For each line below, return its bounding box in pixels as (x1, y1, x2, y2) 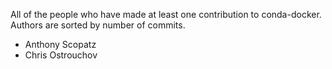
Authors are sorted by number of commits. (10, 19, 186, 31)
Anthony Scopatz (24, 39, 97, 50)
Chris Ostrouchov (24, 49, 98, 61)
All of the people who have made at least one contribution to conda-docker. (10, 9, 322, 20)
